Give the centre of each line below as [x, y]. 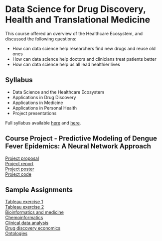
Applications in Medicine [38, 103]
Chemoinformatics [24, 218]
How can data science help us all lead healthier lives [66, 64]
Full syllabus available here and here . [43, 122]
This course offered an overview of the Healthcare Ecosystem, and [74, 33]
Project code [18, 174]
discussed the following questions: [41, 39]
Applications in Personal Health [45, 108]
